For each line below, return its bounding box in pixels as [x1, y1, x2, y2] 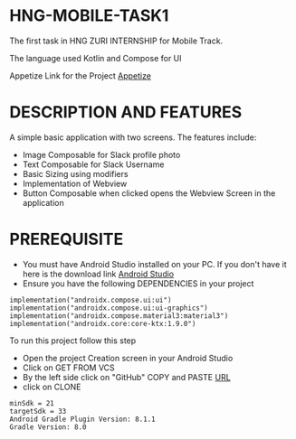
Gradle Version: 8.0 [9, 422, 88, 432]
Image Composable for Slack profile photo [22, 149, 181, 160]
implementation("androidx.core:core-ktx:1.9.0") [9, 319, 196, 328]
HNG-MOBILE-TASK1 [9, 5, 169, 26]
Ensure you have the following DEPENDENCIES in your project [22, 277, 254, 289]
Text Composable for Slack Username [22, 159, 165, 170]
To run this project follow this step [9, 335, 137, 346]
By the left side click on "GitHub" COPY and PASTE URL [22, 371, 231, 382]
